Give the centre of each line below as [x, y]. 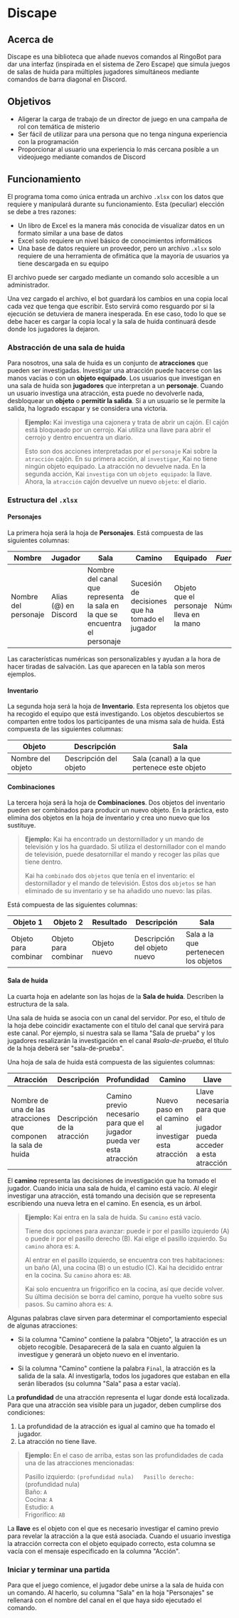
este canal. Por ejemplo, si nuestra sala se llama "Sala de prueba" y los [111, 1033]
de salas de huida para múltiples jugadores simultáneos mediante [103, 72]
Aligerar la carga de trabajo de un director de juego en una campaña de [122, 118]
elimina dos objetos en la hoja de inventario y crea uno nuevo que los [109, 818]
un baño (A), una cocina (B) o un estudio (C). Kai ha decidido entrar [123, 1267]
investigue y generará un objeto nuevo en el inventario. [98, 1354]
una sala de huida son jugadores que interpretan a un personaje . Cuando [116, 385]
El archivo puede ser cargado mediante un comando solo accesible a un [113, 277]
